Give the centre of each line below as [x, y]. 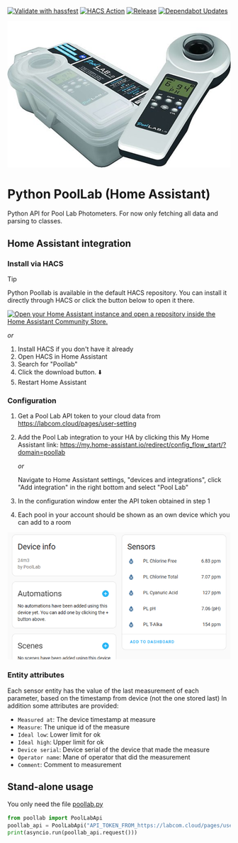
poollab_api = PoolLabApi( [47, 825]
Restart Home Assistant [52, 382]
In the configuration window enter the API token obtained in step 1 [114, 501]
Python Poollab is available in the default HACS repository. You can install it [117, 293]
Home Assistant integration [69, 244]
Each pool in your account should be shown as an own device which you [124, 515]
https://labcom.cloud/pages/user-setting [77, 424]
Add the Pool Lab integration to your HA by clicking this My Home [113, 437]
